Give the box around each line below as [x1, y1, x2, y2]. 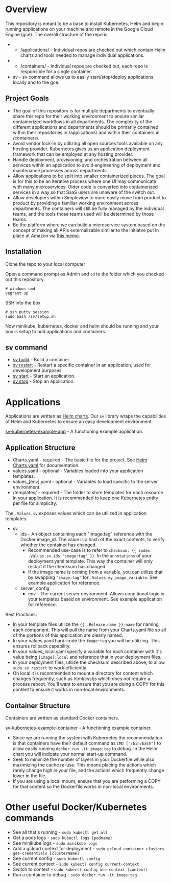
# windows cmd [5, 286, 36, 291]
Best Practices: [5, 612, 37, 618]
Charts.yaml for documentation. [12, 462, 80, 469]
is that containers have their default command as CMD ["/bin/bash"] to [12, 740, 161, 746]
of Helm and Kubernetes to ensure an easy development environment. [5, 419, 153, 425]
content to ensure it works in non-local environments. [12, 686, 126, 693]
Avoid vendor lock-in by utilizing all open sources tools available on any [12, 140, 163, 146]
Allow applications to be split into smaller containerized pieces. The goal [12, 173, 165, 179]
